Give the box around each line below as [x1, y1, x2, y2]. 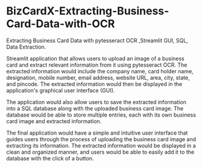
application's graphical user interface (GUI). [6, 87, 115, 94]
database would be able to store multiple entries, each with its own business [6, 111, 196, 118]
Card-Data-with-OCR [6, 17, 115, 31]
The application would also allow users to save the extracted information [6, 98, 187, 106]
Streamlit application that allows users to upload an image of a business [6, 55, 185, 62]
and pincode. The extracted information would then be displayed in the [6, 80, 183, 88]
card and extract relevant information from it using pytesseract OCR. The [6, 61, 188, 68]
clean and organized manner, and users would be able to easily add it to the [6, 148, 195, 156]
